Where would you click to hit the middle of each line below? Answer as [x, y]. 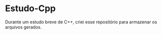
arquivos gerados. [23, 27]
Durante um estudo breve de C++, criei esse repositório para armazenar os [81, 22]
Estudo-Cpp [30, 9]
